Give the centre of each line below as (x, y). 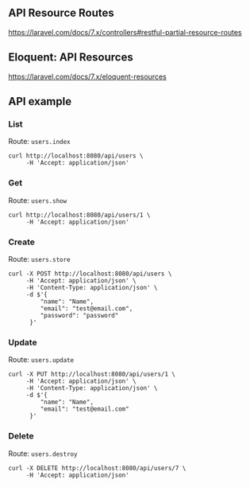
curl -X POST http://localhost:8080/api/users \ (90, 274)
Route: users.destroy (43, 454)
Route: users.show (38, 200)
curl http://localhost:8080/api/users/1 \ (79, 215)
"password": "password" (79, 315)
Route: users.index (39, 142)
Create (22, 242)
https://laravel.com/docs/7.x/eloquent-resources (87, 76)
